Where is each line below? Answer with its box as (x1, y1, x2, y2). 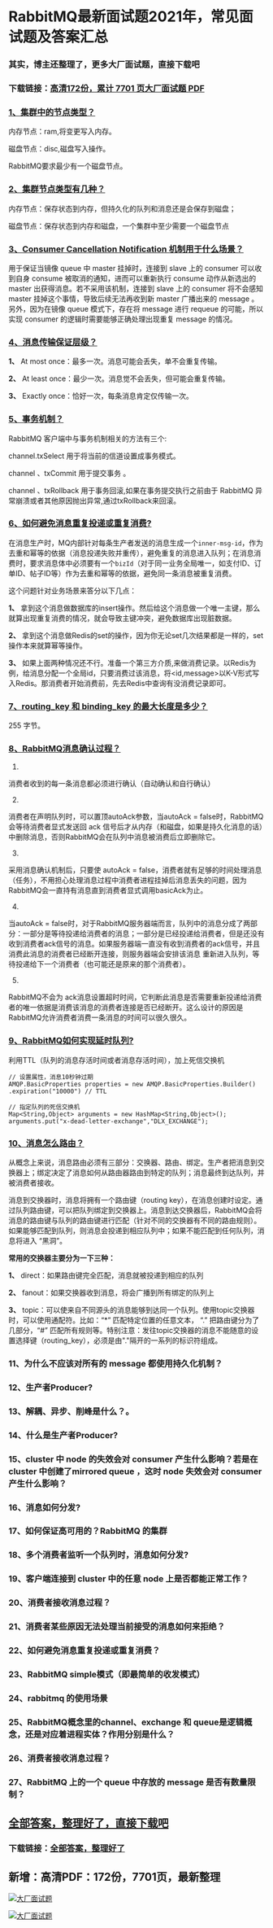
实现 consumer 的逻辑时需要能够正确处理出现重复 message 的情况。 (8, 314, 237, 324)
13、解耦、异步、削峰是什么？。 (8, 1406, 134, 1417)
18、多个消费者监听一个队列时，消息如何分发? (8, 1550, 189, 1561)
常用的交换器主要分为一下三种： (8, 1253, 115, 1262)
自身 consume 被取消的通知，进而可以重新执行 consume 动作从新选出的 (15, 273, 257, 283)
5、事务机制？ (8, 413, 64, 425)
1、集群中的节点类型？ (8, 107, 96, 118)
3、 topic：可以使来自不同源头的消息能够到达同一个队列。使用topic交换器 (8, 1305, 255, 1314)
